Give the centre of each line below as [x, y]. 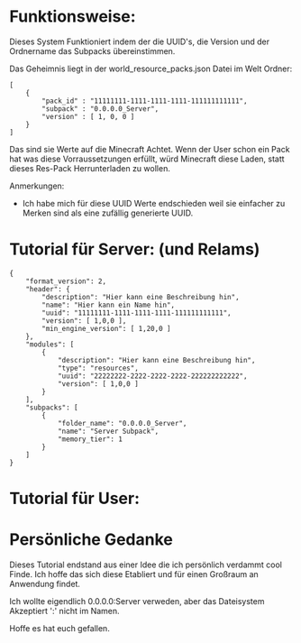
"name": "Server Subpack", [108, 431]
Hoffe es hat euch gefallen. [59, 628]
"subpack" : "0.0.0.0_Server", [100, 109]
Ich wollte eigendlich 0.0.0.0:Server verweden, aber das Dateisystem [137, 601]
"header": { [48, 289]
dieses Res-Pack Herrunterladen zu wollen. [90, 168]
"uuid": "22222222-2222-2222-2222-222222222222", [152, 376]
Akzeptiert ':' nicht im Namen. [64, 611]
